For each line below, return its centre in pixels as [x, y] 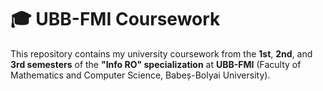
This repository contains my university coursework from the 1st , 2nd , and [161, 53]
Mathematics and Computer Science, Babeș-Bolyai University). [140, 75]
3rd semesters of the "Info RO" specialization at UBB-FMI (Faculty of [156, 64]
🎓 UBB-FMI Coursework [115, 19]
